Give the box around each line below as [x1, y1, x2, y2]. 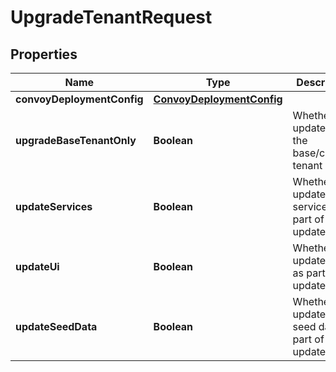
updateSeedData [15, 320, 98, 333]
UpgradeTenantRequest [10, 6, 213, 29]
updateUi [15, 260, 60, 273]
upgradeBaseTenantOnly [15, 134, 137, 147]
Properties [10, 46, 78, 63]
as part [292, 266, 326, 280]
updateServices [15, 200, 93, 213]
